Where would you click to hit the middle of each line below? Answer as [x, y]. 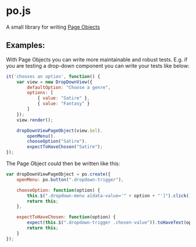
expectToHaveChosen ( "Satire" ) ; [65, 147]
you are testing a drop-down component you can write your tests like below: [98, 66]
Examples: [26, 45]
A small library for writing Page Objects [53, 27]
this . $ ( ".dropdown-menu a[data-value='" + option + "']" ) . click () [109, 195]
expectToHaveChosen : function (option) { [66, 217]
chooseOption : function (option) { [58, 190]
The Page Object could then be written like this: [63, 163]
